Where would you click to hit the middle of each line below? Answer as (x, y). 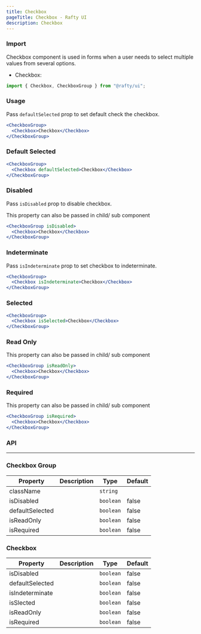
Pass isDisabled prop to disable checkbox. (59, 204)
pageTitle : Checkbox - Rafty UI (46, 17)
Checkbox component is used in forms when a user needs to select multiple (100, 57)
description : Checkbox (34, 23)
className (25, 491)
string (109, 491)
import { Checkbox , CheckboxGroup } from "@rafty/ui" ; (76, 86)
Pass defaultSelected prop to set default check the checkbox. (83, 114)
